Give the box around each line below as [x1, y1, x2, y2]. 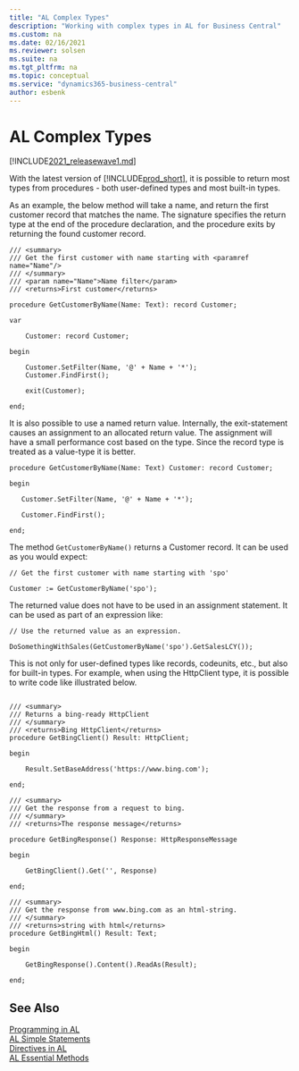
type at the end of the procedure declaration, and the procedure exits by [9, 219, 276, 230]
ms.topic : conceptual [9, 72, 90, 80]
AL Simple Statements [9, 1033, 91, 1044]
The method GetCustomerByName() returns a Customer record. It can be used [9, 542, 288, 552]
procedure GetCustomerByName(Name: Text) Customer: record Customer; [9, 464, 274, 473]
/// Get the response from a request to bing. [9, 804, 186, 814]
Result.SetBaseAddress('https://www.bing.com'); [25, 765, 210, 774]
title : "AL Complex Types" [9, 13, 110, 22]
